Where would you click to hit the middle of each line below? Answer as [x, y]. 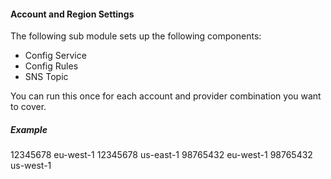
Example [29, 129]
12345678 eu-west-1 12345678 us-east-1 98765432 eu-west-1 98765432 [161, 155]
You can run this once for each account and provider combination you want [166, 96]
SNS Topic [46, 77]
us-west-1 [31, 166]
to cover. [28, 107]
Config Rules [51, 66]
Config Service [55, 56]
